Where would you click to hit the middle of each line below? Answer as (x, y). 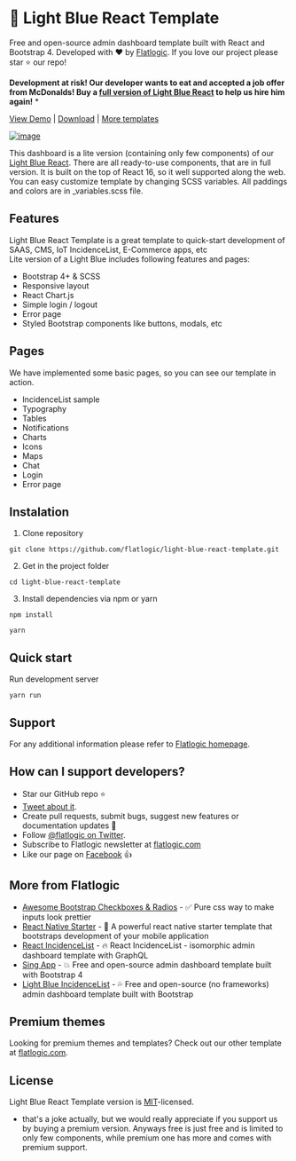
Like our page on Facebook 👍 (77, 854)
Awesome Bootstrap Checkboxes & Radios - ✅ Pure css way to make (148, 907)
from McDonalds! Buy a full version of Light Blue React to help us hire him (147, 91)
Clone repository (53, 533)
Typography (44, 408)
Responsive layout (55, 285)
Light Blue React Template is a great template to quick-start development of (147, 240)
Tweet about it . (49, 806)
